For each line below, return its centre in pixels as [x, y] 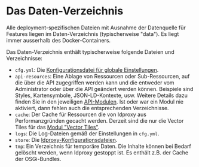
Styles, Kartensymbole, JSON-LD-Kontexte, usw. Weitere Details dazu [101, 95]
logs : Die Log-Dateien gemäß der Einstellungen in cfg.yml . [87, 133]
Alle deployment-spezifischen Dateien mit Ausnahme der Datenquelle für [96, 28]
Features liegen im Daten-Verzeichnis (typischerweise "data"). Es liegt [93, 34]
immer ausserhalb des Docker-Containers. [59, 40]
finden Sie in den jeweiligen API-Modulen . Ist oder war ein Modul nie [99, 101]
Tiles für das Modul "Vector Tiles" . [57, 127]
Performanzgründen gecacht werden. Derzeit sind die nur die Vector [99, 120]
